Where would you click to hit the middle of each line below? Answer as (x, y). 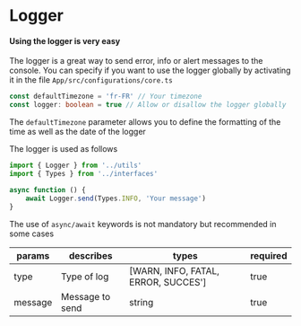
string (142, 302)
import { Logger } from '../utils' (76, 166)
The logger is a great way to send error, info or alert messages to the (136, 61)
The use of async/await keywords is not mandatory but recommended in (143, 224)
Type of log (85, 277)
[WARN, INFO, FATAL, (174, 270)
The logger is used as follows (64, 149)
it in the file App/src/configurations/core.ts (91, 80)
